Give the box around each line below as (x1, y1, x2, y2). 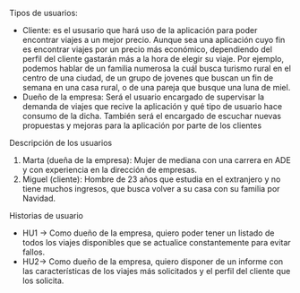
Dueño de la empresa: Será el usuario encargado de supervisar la (21, 91, 265, 102)
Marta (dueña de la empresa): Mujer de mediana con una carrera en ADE (21, 155, 291, 165)
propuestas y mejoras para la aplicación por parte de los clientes (21, 120, 262, 131)
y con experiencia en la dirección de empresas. (21, 165, 198, 175)
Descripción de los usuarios (9, 138, 113, 148)
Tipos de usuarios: (9, 8, 78, 18)
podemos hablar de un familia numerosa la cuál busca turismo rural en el (21, 63, 291, 73)
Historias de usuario (9, 211, 83, 220)
